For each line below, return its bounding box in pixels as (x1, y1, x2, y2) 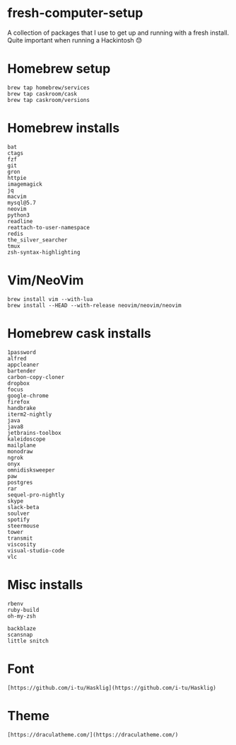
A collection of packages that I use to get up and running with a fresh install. (7, 28, 230, 37)
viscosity (7, 540, 37, 548)
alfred (7, 355, 27, 362)
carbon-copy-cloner (7, 373, 65, 380)
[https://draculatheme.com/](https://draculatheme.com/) (7, 731, 179, 738)
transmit (7, 535, 33, 542)
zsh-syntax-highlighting (7, 249, 81, 256)
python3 (7, 211, 30, 219)
